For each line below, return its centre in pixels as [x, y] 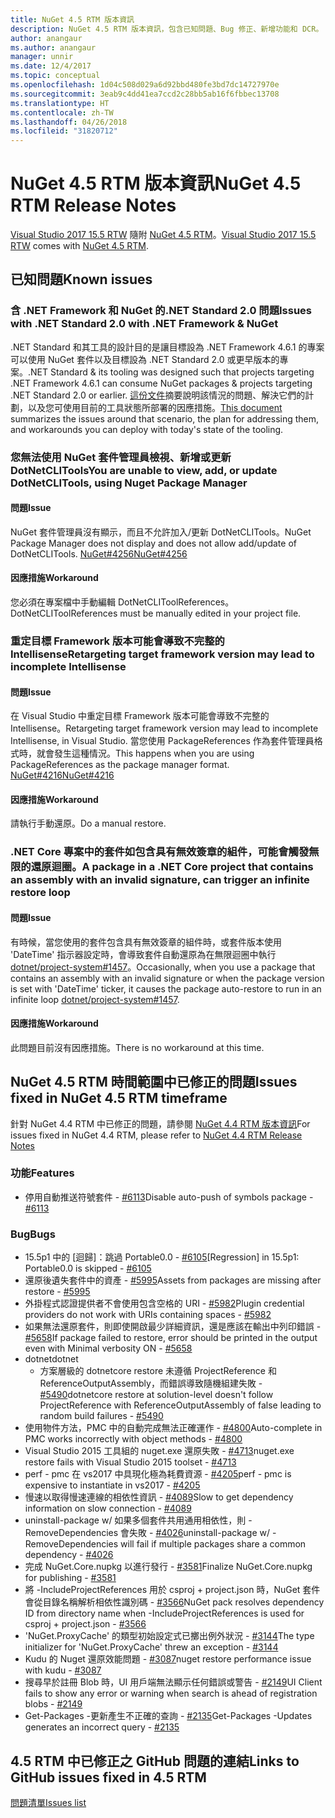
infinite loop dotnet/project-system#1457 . [95, 999]
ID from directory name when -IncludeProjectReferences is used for [164, 1613]
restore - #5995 [57, 1292]
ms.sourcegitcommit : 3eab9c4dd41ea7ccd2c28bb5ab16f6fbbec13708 [145, 94]
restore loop [40, 893]
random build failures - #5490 [101, 1416]
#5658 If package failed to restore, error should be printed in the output [171, 1338]
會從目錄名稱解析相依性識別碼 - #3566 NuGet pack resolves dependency [174, 1602]
